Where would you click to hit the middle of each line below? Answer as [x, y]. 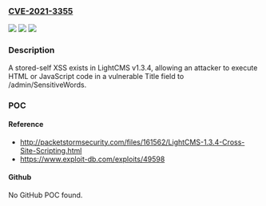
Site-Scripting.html [51, 150]
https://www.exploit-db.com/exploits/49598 [92, 159]
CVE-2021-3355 [41, 11]
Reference [26, 125]
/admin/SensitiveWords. [48, 85]
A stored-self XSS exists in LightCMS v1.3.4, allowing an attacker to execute [133, 67]
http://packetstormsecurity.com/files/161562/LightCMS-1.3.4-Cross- [132, 142]
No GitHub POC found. [46, 195]
